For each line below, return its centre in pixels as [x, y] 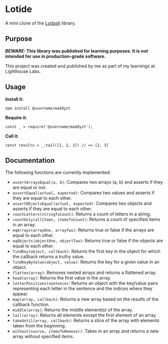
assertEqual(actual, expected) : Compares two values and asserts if [83, 193]
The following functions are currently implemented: [58, 173]
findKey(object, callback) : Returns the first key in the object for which [86, 251]
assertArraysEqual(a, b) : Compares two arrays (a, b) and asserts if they [88, 182]
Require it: [16, 117]
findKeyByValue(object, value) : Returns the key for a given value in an [86, 262]
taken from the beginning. [39, 326]
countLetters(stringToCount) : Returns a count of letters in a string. [82, 214]
